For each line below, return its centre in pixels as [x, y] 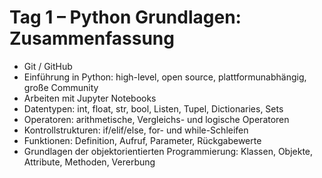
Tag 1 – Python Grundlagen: [125, 17]
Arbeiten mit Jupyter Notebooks [90, 98]
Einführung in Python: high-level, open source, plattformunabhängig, [165, 77]
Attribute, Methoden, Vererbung [89, 162]
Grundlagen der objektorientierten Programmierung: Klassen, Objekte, [168, 151]
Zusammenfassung [92, 38]
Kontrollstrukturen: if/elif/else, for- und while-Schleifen [136, 130]
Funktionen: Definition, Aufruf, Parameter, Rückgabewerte [142, 140]
